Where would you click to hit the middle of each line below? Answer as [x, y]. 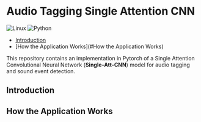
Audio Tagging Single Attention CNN [101, 11]
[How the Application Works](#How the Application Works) [89, 46]
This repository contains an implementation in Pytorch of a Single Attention [101, 58]
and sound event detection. [41, 71]
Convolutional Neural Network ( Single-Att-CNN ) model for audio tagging [98, 65]
